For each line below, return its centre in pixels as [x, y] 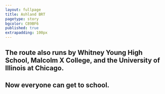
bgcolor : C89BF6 [22, 23]
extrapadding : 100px [27, 33]
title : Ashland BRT [25, 14]
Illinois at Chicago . [35, 68]
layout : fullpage [23, 10]
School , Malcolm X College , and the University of [83, 61]
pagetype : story [22, 19]
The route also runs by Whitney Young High [74, 53]
